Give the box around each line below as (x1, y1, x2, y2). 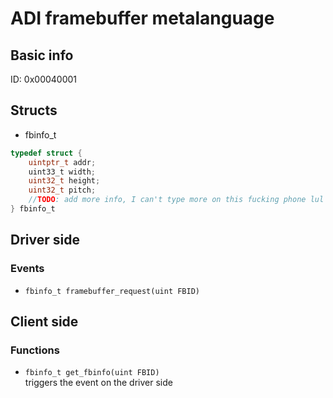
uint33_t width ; (28, 167, 97, 177)
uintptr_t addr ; (28, 157, 97, 167)
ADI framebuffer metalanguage (10, 7, 275, 30)
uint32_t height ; (28, 176, 101, 186)
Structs (10, 102, 58, 119)
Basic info (10, 47, 74, 64)
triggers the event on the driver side (24, 377, 173, 389)
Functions (10, 343, 60, 357)
